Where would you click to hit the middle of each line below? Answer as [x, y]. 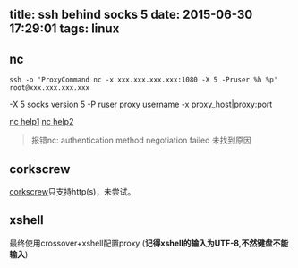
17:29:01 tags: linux [64, 29]
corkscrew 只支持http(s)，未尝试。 [72, 192]
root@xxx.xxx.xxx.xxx [50, 88]
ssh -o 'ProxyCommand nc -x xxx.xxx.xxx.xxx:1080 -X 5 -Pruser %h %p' [144, 80]
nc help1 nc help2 [42, 122]
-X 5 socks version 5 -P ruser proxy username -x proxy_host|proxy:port [141, 104]
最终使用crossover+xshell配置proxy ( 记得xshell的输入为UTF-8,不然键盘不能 [149, 243]
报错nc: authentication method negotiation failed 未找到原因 [141, 140]
